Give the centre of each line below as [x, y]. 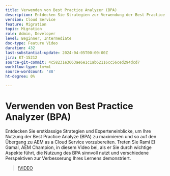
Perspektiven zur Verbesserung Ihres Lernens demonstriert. [68, 158]
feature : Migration [26, 24]
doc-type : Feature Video [32, 43]
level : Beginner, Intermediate [38, 39]
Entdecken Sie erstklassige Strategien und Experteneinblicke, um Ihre [78, 131]
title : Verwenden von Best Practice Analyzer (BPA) [61, 10]
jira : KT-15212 [21, 57]
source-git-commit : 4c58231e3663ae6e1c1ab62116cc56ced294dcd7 [73, 62]
